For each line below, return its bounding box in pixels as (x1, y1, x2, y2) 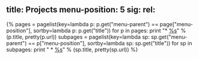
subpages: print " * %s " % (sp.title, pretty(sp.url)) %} (6, 46, 138, 53)
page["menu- (159, 20, 194, 27)
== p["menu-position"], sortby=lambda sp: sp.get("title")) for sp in (28, 39, 192, 46)
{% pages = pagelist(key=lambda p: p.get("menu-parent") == (6, 20, 159, 27)
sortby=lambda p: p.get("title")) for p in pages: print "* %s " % (32, 27, 186, 34)
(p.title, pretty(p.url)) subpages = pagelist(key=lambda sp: (6, 33, 150, 41)
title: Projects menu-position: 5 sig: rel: (6, 5, 156, 15)
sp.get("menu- (151, 33, 188, 41)
